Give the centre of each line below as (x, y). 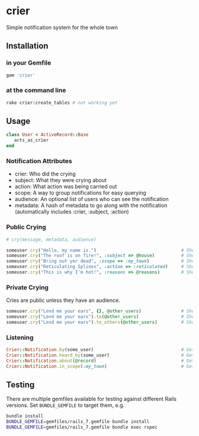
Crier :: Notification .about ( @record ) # (95, 361)
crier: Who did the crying (45, 174)
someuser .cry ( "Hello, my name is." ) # (95, 250)
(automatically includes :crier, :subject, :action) (72, 212)
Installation (27, 46)
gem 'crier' (21, 75)
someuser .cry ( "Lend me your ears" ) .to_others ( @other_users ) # (95, 322)
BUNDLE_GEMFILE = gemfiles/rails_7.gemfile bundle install (78, 422)
